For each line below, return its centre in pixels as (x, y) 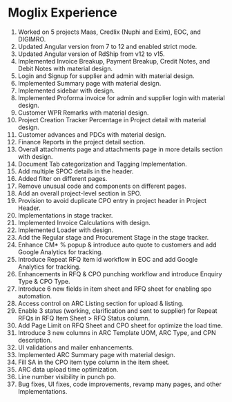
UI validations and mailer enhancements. (76, 347)
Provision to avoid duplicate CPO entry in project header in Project (112, 200)
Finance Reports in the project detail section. (81, 142)
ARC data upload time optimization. (68, 369)
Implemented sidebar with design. (66, 90)
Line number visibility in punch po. (67, 376)
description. (35, 340)
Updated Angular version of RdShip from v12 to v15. (91, 54)
